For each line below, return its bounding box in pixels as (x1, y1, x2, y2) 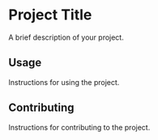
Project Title (8, 6, 92, 24)
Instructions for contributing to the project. (8, 122, 151, 132)
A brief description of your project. (8, 32, 124, 42)
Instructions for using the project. (8, 77, 120, 87)
